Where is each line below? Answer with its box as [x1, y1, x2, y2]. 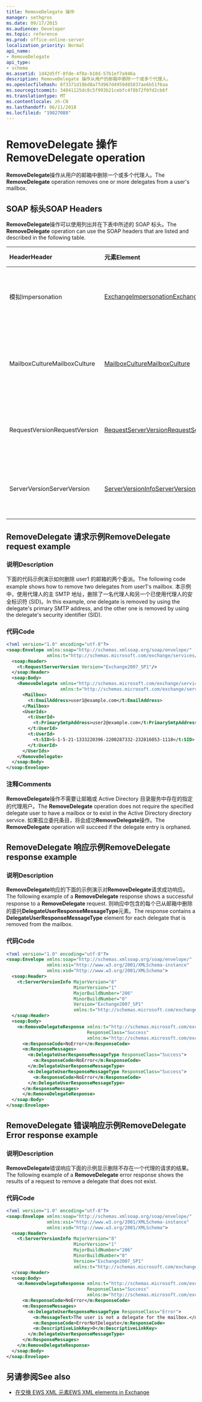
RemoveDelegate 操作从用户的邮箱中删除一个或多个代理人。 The [6, 171, 165, 178]
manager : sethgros [6, 14, 52, 21]
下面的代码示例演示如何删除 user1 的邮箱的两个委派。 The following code [6, 575, 186, 583]
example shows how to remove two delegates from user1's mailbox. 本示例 [6, 583, 191, 590]
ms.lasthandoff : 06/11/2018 [6, 104, 77, 110]
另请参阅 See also [6, 1372, 71, 1382]
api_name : [6, 48, 31, 54]
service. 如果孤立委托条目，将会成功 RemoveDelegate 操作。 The [6, 816, 165, 824]
